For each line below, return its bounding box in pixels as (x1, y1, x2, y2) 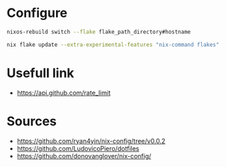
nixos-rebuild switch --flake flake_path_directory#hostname (6, 28, 191, 35)
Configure (6, 5, 68, 21)
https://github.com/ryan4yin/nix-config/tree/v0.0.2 (16, 137, 166, 145)
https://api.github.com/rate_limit (16, 88, 111, 97)
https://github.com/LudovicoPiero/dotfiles (16, 144, 140, 153)
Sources (6, 113, 57, 129)
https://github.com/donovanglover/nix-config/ (16, 151, 152, 160)
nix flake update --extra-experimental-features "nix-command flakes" (6, 41, 220, 48)
